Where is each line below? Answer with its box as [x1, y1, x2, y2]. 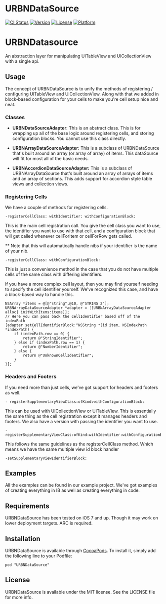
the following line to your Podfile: [5, 553, 73, 559]
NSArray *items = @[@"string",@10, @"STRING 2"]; [5, 301, 110, 306]
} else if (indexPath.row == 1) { [14, 340, 85, 345]
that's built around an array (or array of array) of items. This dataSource [12, 150, 159, 156]
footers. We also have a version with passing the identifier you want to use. [5, 418, 158, 424]
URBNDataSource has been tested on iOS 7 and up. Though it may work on [5, 515, 158, 521]
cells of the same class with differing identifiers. [5, 271, 103, 277]
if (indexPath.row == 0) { [14, 332, 70, 337]
